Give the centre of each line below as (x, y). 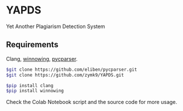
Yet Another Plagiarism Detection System (56, 26)
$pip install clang (30, 85)
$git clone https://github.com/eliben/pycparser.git (72, 70)
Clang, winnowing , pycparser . (42, 58)
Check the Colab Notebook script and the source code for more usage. (91, 102)
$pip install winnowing (35, 91)
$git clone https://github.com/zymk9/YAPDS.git (65, 75)
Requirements (32, 45)
